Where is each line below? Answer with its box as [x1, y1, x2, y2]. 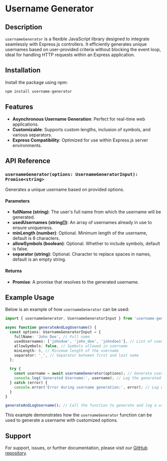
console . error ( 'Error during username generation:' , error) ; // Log [14, 384, 159, 390]
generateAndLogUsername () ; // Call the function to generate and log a [5, 403, 157, 408]
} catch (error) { [9, 380, 48, 385]
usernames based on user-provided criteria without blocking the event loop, [5, 47, 161, 52]
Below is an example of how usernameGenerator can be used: [5, 307, 129, 312]
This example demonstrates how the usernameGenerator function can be [5, 412, 153, 418]
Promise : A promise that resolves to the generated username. [12, 279, 139, 285]
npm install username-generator [5, 89, 72, 94]
